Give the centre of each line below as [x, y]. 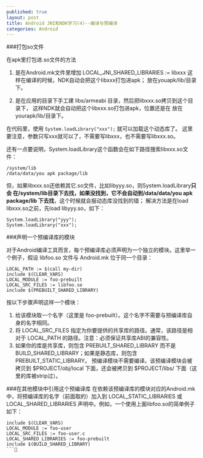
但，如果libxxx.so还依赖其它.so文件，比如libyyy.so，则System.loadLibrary [99, 186]
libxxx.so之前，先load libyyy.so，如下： [55, 208]
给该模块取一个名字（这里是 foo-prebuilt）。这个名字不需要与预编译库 [101, 315]
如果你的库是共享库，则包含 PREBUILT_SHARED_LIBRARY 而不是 [95, 346]
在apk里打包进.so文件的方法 [41, 60]
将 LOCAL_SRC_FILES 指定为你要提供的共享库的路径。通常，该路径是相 [104, 331]
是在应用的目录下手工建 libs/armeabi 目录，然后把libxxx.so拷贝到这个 [101, 101]
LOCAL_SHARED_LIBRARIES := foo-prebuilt [58, 439]
